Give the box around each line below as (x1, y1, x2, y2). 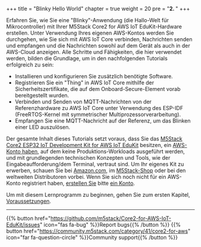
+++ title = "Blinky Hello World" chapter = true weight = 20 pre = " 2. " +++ (6, 5, 190, 12)
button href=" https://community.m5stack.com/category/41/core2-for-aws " (6, 227, 191, 234)
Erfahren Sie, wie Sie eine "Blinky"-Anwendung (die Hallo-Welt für (6, 17, 169, 23)
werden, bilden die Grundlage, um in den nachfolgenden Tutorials (6, 55, 168, 62)
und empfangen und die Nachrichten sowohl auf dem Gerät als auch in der (6, 42, 190, 49)
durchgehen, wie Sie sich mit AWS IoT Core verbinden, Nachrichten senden (6, 36, 193, 42)
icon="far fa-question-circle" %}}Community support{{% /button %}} (6, 234, 178, 241)
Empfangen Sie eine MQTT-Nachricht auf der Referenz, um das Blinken (14, 117, 191, 124)
